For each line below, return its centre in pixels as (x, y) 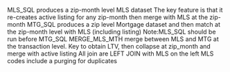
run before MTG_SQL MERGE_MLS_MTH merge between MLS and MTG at (113, 39)
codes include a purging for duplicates (62, 61)
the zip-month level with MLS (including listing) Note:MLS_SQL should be (112, 32)
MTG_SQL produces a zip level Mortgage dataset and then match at (123, 24)
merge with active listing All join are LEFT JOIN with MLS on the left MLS (110, 53)
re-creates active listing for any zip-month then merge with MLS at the (108, 17)
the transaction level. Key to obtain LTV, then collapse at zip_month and (109, 46)
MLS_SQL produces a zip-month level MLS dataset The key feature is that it (115, 10)
